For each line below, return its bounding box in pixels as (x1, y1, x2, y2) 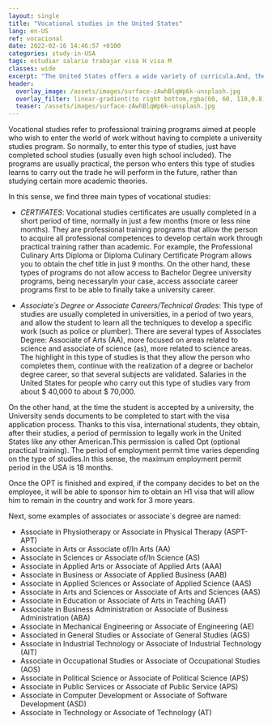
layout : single (8, 11, 60, 20)
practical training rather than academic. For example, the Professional (19, 242, 253, 252)
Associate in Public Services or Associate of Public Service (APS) (19, 682, 239, 692)
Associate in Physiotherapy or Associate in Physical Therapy (19, 527, 223, 537)
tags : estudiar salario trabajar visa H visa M (8, 58, 172, 66)
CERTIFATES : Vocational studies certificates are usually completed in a (19, 207, 257, 217)
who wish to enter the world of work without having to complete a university (8, 133, 262, 143)
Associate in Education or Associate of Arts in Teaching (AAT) (19, 596, 227, 606)
